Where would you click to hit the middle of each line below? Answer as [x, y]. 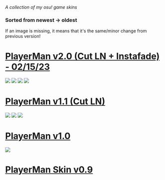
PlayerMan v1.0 [38, 136]
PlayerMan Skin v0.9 [49, 170]
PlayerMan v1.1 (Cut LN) [55, 101]
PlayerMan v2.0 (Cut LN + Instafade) [82, 56]
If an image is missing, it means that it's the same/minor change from [76, 31]
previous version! [23, 36]
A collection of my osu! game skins [41, 7]
